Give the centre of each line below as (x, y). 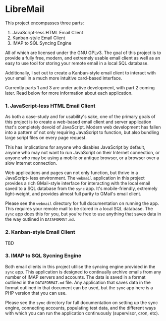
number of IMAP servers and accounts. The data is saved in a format (75, 277)
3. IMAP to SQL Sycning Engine (43, 256)
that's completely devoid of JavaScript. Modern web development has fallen (83, 127)
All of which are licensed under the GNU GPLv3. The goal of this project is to (83, 53)
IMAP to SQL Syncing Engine (42, 43)
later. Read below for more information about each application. (69, 93)
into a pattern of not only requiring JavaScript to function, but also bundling (82, 132)
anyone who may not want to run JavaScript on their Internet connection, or (83, 153)
